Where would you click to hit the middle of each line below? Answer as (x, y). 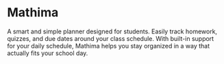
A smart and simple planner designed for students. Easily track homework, (112, 31)
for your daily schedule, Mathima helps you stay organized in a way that (109, 46)
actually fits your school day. (48, 53)
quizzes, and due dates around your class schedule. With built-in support (111, 38)
